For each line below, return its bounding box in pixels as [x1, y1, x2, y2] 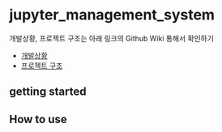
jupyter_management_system [9, 6, 216, 24]
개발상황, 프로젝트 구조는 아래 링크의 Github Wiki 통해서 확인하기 [9, 33, 214, 43]
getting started [9, 85, 87, 99]
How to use [9, 112, 67, 126]
